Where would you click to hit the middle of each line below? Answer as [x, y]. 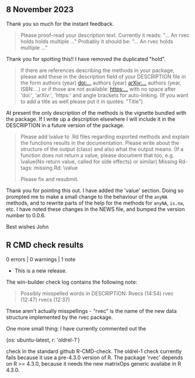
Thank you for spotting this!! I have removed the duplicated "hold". [86, 59]
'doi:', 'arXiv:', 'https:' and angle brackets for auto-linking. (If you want [104, 95]
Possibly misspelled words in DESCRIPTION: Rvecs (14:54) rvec [97, 293]
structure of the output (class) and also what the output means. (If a [102, 149]
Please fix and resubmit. [49, 179]
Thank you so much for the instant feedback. [60, 23]
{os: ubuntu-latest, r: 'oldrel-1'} [43, 340]
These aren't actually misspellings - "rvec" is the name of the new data [91, 311]
